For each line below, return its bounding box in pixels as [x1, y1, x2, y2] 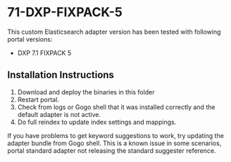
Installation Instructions [7, 69, 115, 81]
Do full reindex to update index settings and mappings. [17, 118, 177, 126]
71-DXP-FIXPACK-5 [7, 4, 123, 20]
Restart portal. [17, 95, 60, 104]
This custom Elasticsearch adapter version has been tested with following [7, 27, 221, 36]
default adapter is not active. [17, 110, 101, 118]
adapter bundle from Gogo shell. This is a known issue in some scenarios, [7, 139, 222, 147]
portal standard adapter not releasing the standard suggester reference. [7, 146, 216, 155]
